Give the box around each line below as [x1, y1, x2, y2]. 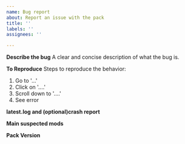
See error [15, 97, 39, 104]
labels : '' [6, 26, 34, 32]
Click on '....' [15, 83, 46, 91]
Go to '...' [15, 77, 38, 84]
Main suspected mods [6, 120, 64, 128]
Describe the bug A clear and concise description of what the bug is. [6, 53, 180, 61]
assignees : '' [6, 32, 42, 38]
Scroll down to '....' [15, 90, 62, 97]
